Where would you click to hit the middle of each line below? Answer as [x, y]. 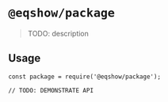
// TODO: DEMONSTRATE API [51, 90]
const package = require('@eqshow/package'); [84, 77]
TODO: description [58, 33]
